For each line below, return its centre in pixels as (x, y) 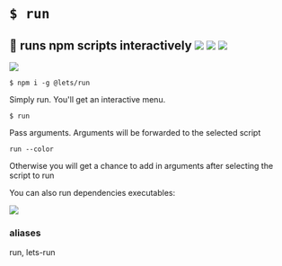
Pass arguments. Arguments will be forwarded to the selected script (135, 133)
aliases (25, 233)
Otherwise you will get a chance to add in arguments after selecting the (141, 166)
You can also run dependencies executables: (93, 193)
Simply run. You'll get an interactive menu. (88, 99)
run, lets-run (32, 253)
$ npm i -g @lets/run (50, 83)
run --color (31, 149)
